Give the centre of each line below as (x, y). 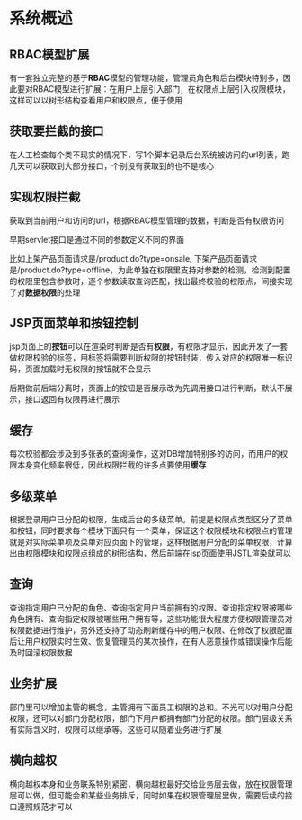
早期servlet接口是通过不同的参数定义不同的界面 (97, 239)
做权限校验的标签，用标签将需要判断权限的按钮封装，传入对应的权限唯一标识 (151, 358)
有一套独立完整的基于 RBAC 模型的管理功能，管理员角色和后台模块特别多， (146, 78)
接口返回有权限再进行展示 (72, 399)
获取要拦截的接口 (57, 131)
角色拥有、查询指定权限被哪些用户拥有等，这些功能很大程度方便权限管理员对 (151, 619)
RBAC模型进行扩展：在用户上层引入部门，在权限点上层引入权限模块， (161, 89)
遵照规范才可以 (44, 807)
